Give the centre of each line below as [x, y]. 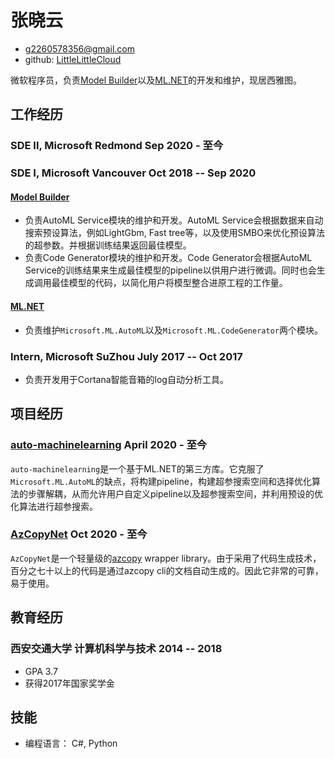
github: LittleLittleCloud [73, 59]
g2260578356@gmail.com [80, 48]
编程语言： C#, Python [71, 743]
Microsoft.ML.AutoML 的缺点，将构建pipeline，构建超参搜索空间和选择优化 [161, 481]
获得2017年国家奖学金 [69, 683]
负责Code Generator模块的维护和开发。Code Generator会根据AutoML [168, 258]
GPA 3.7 [41, 671]
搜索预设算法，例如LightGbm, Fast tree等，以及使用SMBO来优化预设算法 [174, 233]
